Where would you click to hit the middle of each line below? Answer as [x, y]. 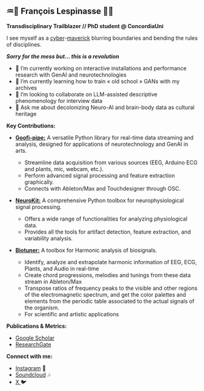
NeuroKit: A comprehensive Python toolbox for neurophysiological [100, 200]
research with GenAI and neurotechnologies [71, 75]
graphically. [39, 182]
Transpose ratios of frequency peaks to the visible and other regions [111, 288]
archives [26, 88]
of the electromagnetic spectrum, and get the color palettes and [105, 294]
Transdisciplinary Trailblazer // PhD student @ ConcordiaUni [85, 26]
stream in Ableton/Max [53, 281]
